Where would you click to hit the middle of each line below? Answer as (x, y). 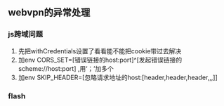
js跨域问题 (26, 34)
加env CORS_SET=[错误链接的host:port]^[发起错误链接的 (100, 60)
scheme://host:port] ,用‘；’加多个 (66, 68)
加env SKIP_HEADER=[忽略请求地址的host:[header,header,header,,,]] (118, 77)
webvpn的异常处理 (49, 13)
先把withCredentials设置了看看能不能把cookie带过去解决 (100, 51)
